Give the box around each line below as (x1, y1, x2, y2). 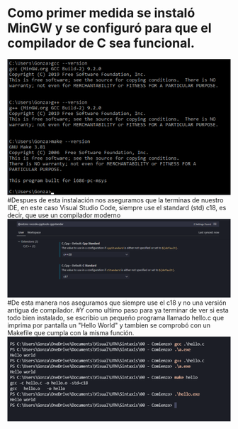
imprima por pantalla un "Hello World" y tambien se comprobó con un (7, 321, 211, 330)
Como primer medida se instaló (7, 5, 195, 21)
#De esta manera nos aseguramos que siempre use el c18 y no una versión (7, 298, 227, 307)
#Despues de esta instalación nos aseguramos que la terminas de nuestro (7, 196, 224, 205)
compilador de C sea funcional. (7, 36, 195, 51)
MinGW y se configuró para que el (7, 20, 212, 36)
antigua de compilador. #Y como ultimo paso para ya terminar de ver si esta (7, 306, 229, 315)
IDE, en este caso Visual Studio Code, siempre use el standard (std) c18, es (7, 204, 227, 212)
